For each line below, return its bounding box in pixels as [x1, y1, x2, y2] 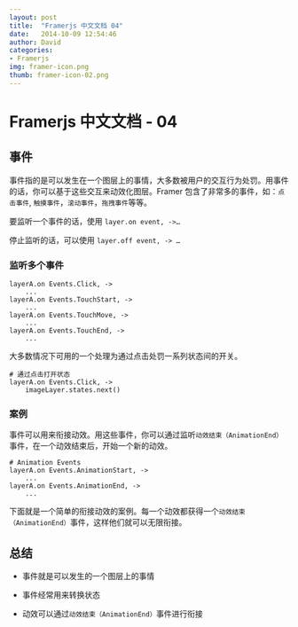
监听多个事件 [9, 259, 65, 271]
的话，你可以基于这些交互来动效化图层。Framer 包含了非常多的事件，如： [9, 185, 278, 196]
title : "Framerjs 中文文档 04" [9, 21, 124, 30]
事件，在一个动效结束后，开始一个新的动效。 [9, 441, 173, 451]
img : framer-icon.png [9, 63, 90, 72]
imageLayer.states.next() [25, 386, 122, 395]
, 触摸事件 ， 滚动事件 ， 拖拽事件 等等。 [28, 197, 153, 208]
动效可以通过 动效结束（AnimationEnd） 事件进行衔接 [21, 608, 204, 619]
